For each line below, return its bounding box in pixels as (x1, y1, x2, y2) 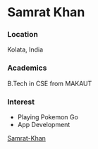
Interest (7, 97, 35, 107)
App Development (17, 121, 71, 129)
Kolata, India (7, 45, 44, 54)
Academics (7, 63, 47, 73)
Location (7, 30, 39, 40)
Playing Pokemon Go (17, 113, 79, 121)
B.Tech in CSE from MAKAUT (7, 79, 92, 88)
